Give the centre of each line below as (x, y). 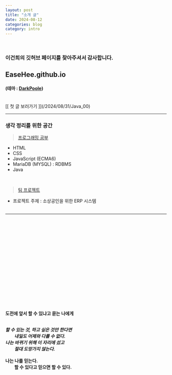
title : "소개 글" (22, 15)
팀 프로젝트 (29, 190)
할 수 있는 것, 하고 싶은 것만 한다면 (39, 329)
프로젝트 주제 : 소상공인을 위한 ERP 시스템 (54, 201)
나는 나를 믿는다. (22, 361)
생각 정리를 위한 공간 (29, 125)
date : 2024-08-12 (24, 19)
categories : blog (24, 24)
